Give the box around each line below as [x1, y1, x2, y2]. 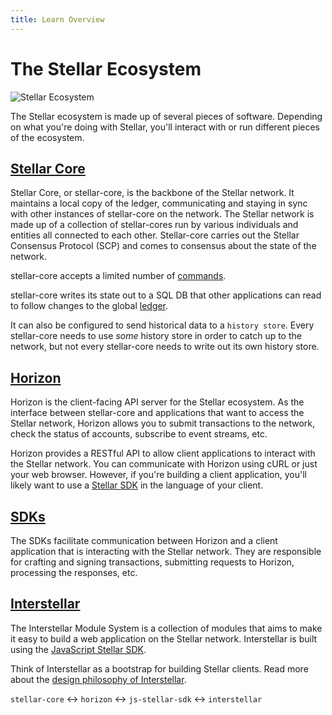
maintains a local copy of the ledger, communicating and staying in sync [10, 197, 308, 210]
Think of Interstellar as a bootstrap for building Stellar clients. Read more [10, 662, 309, 675]
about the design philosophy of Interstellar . [10, 673, 187, 685]
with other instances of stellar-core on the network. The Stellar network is [10, 208, 315, 220]
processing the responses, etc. [10, 567, 138, 578]
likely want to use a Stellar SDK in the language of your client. [10, 479, 264, 491]
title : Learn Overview [10, 14, 105, 25]
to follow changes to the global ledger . [10, 300, 169, 312]
